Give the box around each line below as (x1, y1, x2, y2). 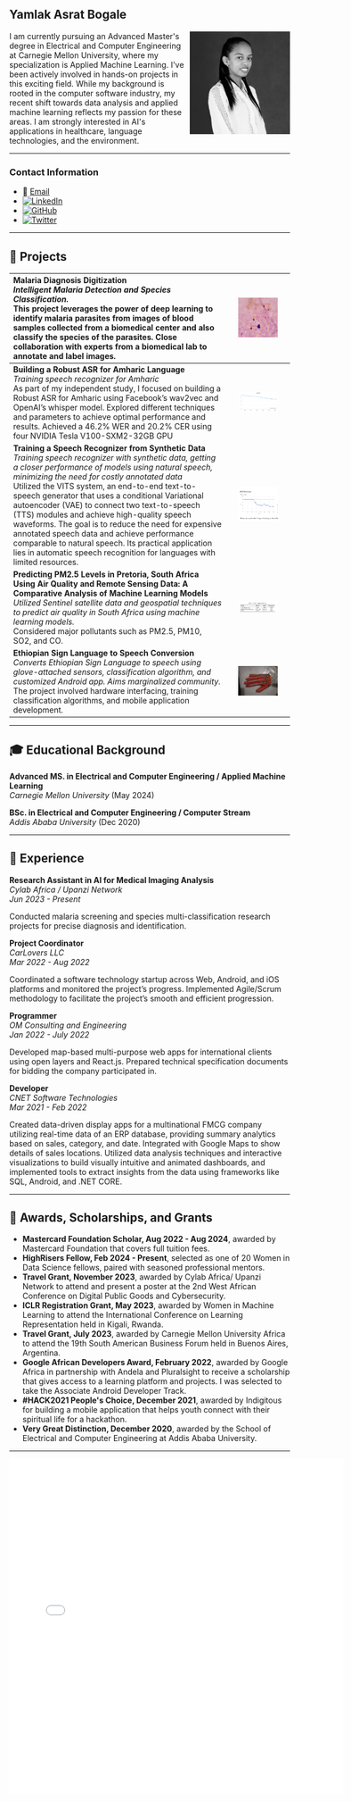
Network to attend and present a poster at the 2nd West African (21, 1281, 257, 1292)
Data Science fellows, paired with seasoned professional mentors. (21, 1263, 265, 1273)
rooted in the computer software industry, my (9, 88, 175, 98)
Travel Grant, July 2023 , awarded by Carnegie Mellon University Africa (21, 1329, 286, 1339)
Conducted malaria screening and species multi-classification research (9, 911, 271, 921)
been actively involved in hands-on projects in (9, 69, 179, 79)
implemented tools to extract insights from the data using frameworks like (9, 1166, 280, 1177)
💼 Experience (9, 851, 85, 866)
